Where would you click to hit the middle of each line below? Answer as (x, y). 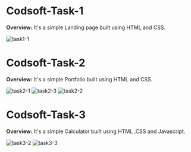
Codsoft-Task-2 (46, 63)
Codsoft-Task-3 (46, 115)
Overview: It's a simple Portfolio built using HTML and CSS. (79, 79)
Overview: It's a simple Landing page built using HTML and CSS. (86, 27)
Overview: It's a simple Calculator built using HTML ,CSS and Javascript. (96, 131)
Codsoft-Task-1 (45, 11)
